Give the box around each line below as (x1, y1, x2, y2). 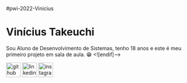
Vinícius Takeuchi (6, 26, 95, 39)
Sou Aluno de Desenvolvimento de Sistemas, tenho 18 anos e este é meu (6, 44, 182, 51)
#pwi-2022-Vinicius (6, 5, 54, 12)
